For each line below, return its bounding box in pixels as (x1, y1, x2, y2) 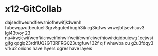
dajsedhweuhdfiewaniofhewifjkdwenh (5, 19, 82, 25)
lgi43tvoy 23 (5, 30, 31, 36)
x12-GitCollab (5, 3, 62, 15)
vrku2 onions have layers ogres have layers (5, 45, 93, 51)
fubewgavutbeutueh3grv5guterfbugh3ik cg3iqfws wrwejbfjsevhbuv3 (5, 24, 145, 30)
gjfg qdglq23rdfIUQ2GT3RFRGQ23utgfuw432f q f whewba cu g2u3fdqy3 (5, 40, 154, 46)
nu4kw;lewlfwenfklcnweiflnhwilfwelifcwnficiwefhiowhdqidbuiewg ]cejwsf (5, 35, 154, 41)
